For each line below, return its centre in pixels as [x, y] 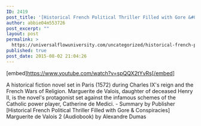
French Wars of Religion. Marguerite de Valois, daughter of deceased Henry [100, 91]
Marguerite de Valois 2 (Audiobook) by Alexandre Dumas [76, 116]
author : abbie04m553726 [36, 23]
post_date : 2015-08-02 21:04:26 [46, 56]
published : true [26, 51]
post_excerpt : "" [28, 28]
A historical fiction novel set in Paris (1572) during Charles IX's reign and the [100, 85]
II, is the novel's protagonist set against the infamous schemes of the [91, 97]
